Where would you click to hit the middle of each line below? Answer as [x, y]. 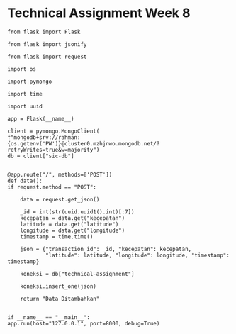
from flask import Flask [44, 32]
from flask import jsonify [47, 44]
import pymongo [30, 82]
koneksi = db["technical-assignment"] [77, 274]
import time [25, 94]
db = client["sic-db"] [41, 156]
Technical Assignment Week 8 [99, 13]
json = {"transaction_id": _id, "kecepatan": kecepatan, [106, 249]
